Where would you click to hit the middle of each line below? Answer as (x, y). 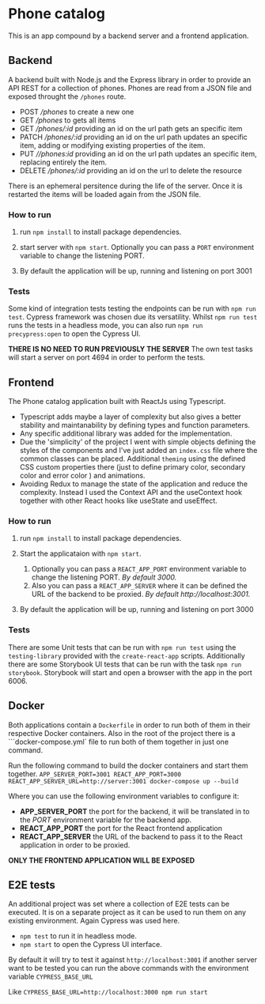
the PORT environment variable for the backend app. (106, 820)
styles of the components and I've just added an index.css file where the (138, 451)
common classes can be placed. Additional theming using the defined (132, 459)
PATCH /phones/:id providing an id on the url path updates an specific (133, 137)
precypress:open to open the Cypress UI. (74, 334)
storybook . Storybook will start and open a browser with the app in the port (130, 672)
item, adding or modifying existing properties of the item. (112, 145)
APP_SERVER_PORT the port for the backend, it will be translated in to (134, 811)
